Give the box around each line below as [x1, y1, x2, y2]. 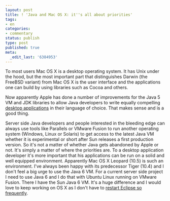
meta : [5, 50, 17, 55]
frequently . [5, 190, 28, 196]
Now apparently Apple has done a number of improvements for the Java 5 [5, 94, 161, 100]
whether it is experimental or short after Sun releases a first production [5, 136, 154, 142]
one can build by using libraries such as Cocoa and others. [5, 85, 128, 91]
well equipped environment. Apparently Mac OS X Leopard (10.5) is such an [5, 158, 164, 164]
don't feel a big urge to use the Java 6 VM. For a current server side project [5, 169, 163, 175]
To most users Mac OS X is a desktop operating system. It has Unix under [5, 68, 160, 74]
